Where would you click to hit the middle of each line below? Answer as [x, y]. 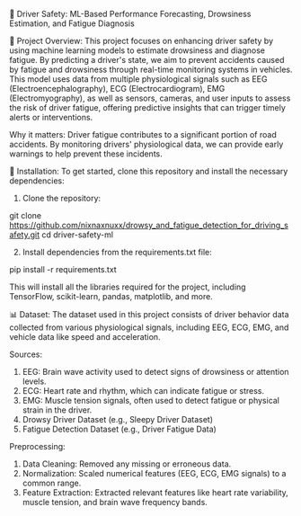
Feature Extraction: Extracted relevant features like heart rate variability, [155, 493]
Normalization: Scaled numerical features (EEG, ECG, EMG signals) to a [154, 473]
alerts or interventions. [51, 117]
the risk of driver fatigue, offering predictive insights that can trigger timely [147, 107]
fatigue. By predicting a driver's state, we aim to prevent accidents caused [147, 60]
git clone [26, 215]
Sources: [26, 354]
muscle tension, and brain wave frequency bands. [115, 502]
